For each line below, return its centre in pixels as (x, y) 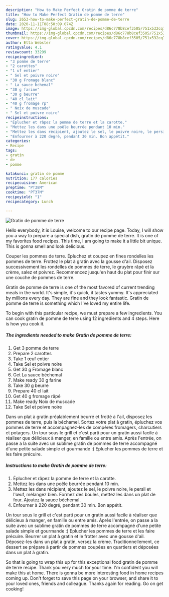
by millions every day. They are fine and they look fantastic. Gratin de (77, 298)
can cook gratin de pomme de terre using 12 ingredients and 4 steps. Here (82, 318)
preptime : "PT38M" (25, 188)
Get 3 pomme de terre (36, 348)
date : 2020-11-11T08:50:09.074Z (39, 24)
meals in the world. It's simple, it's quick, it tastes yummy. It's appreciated (82, 292)
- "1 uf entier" (23, 71)
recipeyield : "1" (24, 197)
